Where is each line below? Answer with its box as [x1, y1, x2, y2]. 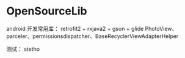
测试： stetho [6, 45, 40, 53]
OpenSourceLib [6, 4, 87, 18]
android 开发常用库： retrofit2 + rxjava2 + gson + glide [6, 25, 144, 32]
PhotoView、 [145, 25, 178, 32]
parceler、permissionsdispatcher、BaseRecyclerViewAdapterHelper [6, 32, 179, 40]
